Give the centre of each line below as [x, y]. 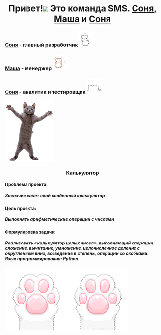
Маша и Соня [82, 19]
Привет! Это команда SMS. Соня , [82, 9]
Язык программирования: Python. [42, 259]
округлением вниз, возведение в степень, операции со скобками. [77, 253]
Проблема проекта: [27, 184]
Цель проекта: [21, 208]
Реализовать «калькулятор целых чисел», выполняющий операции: [80, 243]
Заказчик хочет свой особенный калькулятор [55, 196]
